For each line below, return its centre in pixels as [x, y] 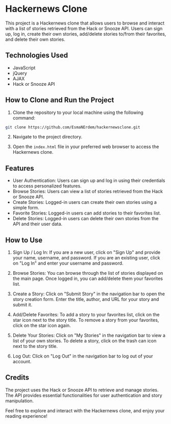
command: [24, 117]
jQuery [20, 73]
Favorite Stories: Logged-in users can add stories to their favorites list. [87, 213]
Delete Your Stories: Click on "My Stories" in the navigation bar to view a [89, 336]
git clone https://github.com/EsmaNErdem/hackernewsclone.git [73, 127]
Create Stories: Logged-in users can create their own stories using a [85, 202]
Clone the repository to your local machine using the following [78, 112]
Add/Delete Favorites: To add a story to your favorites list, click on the [86, 315]
